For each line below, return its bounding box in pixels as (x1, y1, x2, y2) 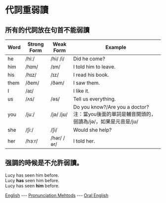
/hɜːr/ (25, 138, 38, 144)
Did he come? (73, 55, 105, 62)
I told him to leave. (73, 63, 116, 70)
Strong (27, 41, 44, 48)
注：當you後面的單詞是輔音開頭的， (73, 111, 157, 117)
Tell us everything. (73, 96, 116, 102)
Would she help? (73, 127, 112, 133)
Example (105, 44, 126, 51)
